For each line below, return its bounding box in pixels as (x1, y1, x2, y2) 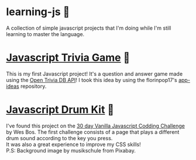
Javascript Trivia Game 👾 (6, 51, 130, 65)
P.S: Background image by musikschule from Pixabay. (6, 147, 136, 154)
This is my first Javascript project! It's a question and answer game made (6, 70, 183, 77)
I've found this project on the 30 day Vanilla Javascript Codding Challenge (6, 122, 185, 129)
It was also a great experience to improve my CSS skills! (6, 141, 142, 148)
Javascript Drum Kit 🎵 (6, 103, 115, 116)
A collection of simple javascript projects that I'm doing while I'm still (6, 24, 171, 31)
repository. (20, 83, 47, 90)
